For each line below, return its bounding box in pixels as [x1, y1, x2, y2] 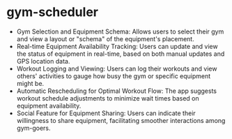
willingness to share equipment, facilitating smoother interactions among [16, 116, 226, 124]
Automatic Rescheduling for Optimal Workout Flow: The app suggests [16, 87, 217, 95]
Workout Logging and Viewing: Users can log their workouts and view [16, 64, 217, 73]
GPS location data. [16, 57, 70, 65]
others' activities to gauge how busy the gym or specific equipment [16, 71, 211, 80]
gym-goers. [16, 124, 51, 132]
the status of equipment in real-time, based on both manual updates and [16, 50, 225, 58]
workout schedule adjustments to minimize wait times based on [16, 94, 199, 102]
